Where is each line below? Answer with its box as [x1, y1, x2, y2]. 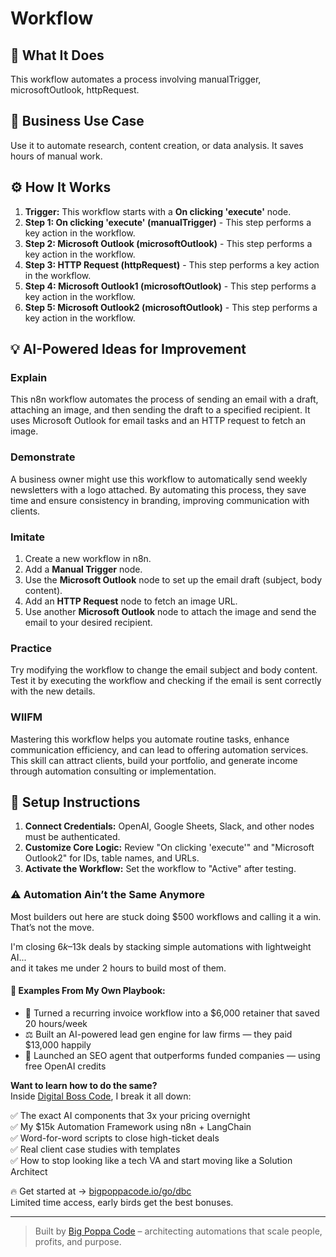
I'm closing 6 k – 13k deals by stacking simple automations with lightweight [10, 940, 312, 952]
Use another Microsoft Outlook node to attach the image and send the [24, 605, 317, 617]
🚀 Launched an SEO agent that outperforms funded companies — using [24, 1049, 321, 1061]
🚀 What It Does [10, 47, 105, 64]
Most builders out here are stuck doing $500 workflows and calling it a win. [10, 910, 322, 922]
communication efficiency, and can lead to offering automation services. [10, 743, 309, 756]
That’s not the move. [10, 921, 95, 933]
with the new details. [10, 685, 96, 697]
